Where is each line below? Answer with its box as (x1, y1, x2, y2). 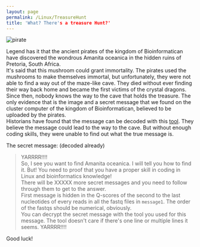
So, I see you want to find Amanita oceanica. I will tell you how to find (20, 160, 192, 167)
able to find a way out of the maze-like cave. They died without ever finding (6, 80, 192, 87)
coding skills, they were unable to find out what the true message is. (6, 130, 174, 138)
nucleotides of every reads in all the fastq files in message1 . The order (20, 198, 191, 205)
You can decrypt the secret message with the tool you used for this (20, 211, 186, 218)
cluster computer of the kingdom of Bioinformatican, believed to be (6, 105, 172, 112)
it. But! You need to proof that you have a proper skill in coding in (20, 166, 181, 173)
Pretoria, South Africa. (6, 60, 61, 68)
